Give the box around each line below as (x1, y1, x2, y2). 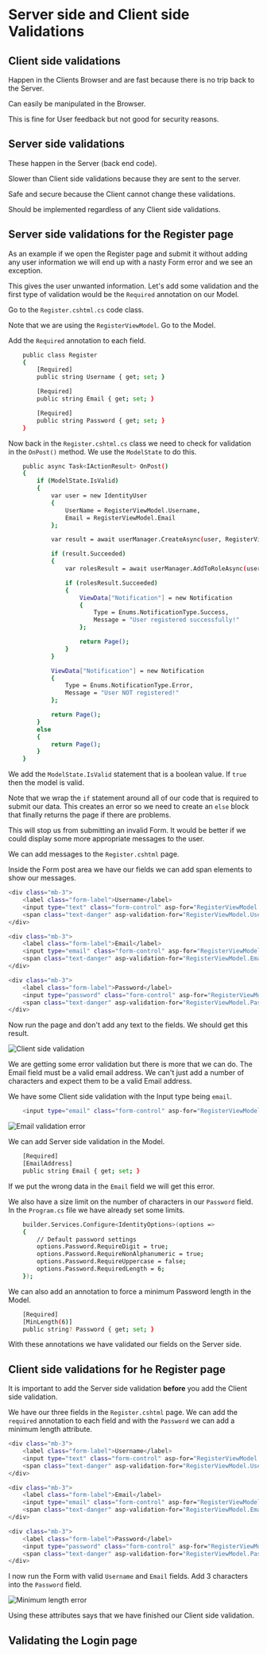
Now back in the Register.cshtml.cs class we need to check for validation (8, 439, 252, 448)
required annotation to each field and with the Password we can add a (8, 1416, 235, 1425)
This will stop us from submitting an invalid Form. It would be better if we (8, 826, 246, 835)
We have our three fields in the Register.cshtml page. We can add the (8, 1408, 238, 1417)
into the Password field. (8, 1580, 82, 1590)
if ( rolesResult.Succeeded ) (64, 578, 158, 587)
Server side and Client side (8, 6, 190, 24)
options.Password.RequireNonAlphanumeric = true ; (37, 1250, 204, 1259)
